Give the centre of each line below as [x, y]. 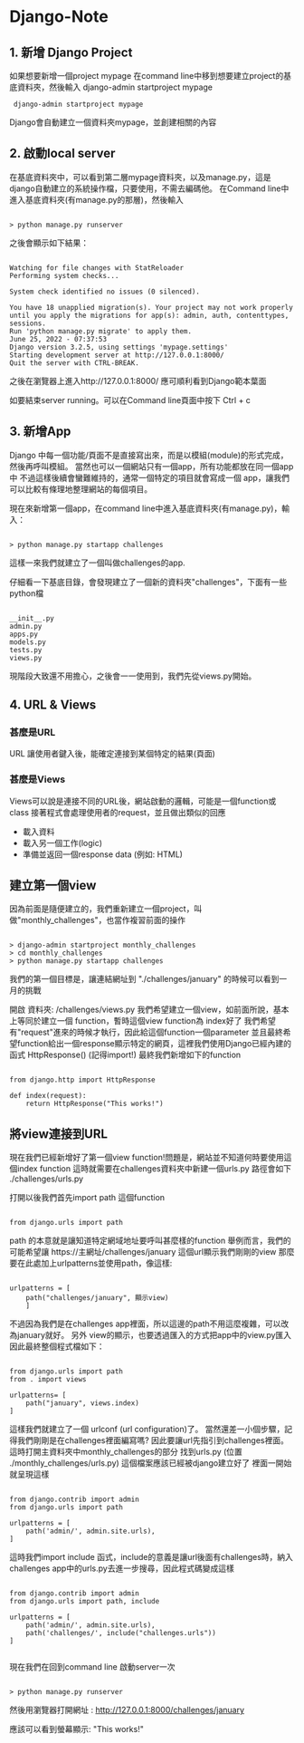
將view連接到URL [59, 1134]
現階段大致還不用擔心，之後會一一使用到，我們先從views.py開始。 [133, 676]
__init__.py [32, 618]
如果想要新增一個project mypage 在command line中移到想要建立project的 [147, 76]
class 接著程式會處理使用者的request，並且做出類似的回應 [118, 812]
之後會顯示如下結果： [49, 243]
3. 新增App [40, 432]
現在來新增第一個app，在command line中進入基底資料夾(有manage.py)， [146, 508]
